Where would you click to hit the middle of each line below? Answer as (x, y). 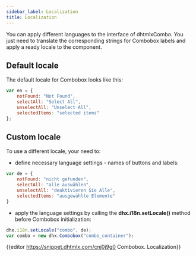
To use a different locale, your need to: (53, 151)
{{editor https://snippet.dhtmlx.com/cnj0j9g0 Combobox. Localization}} (94, 247)
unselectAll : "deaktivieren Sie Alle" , (66, 191)
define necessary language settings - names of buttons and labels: (97, 163)
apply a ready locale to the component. (54, 47)
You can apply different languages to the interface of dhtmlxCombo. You (95, 34)
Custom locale (34, 137)
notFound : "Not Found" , (46, 96)
